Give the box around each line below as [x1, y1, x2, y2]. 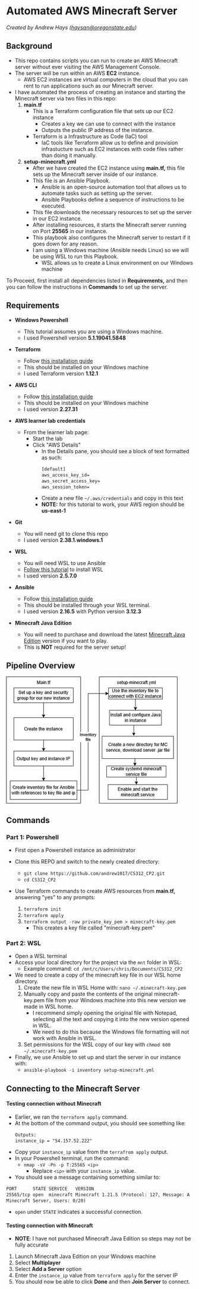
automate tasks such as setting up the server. [41, 189, 153, 197]
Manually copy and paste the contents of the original [23, 990, 153, 997]
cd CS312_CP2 [23, 877, 56, 883]
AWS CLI [14, 381, 37, 388]
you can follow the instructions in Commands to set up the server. [6, 283, 168, 290]
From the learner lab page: [23, 428, 89, 435]
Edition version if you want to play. [23, 637, 108, 644]
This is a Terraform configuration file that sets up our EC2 [32, 107, 173, 114]
